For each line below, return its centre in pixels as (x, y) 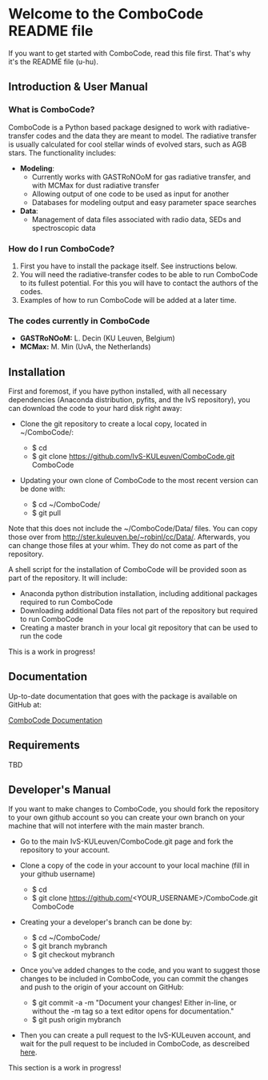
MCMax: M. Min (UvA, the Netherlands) (85, 347)
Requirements (44, 746)
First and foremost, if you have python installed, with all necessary (118, 391)
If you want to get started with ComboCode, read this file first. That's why (130, 53)
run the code (41, 636)
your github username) (58, 874)
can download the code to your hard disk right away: (95, 409)
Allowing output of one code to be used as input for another (130, 194)
